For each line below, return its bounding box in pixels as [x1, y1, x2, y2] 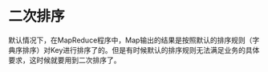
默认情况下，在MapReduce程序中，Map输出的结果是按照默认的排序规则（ [8, 35, 253, 45]
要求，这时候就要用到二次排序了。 [8, 55, 121, 65]
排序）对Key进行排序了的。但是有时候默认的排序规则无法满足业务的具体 [22, 45, 260, 54]
